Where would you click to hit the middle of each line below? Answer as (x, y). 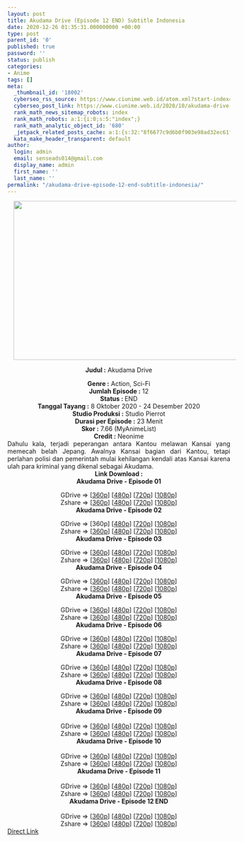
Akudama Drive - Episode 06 (119, 625)
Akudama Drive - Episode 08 (119, 682)
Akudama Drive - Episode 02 (119, 510)
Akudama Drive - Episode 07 (119, 654)
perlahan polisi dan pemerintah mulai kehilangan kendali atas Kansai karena (119, 459)
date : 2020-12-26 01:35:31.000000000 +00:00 (74, 27)
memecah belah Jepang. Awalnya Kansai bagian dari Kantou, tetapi (119, 451)
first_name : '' (36, 171)
